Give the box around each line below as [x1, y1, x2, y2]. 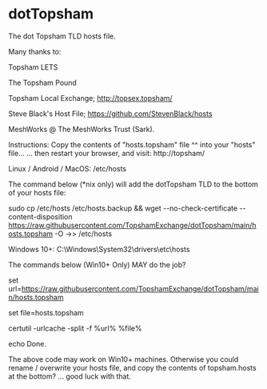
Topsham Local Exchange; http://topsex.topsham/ [8, 93, 173, 102]
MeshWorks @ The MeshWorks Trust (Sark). [8, 124, 155, 134]
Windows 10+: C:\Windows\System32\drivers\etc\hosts [8, 244, 190, 254]
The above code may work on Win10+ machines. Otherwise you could [8, 354, 239, 364]
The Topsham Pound [8, 78, 78, 87]
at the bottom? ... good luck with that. [8, 371, 132, 381]
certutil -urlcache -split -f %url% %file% [8, 323, 142, 333]
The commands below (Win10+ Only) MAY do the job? [8, 259, 186, 269]
